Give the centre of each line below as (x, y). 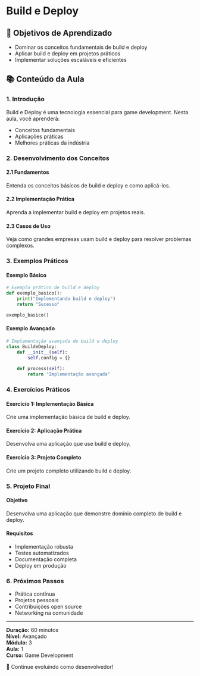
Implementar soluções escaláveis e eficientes (71, 60)
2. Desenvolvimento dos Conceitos (58, 158)
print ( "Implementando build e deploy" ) (66, 299)
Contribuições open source (48, 607)
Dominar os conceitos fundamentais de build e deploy (81, 47)
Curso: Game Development (40, 655)
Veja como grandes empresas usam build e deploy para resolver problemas (99, 239)
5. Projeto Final (28, 486)
